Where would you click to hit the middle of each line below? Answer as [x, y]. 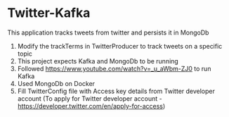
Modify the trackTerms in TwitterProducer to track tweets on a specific [120, 46]
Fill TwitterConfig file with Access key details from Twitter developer [116, 91]
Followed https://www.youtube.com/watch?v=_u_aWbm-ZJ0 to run [114, 68]
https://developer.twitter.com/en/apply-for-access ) [91, 106]
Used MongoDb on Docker [56, 83]
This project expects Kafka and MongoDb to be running [98, 61]
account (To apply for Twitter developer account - [90, 98]
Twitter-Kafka [49, 13]
